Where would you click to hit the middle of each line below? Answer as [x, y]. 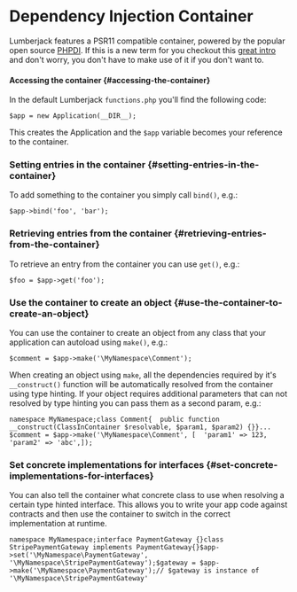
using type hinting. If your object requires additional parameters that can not [148, 394]
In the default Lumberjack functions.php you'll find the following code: [138, 100]
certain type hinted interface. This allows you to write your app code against [148, 505]
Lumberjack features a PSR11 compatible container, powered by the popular [147, 41]
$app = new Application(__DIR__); [73, 116]
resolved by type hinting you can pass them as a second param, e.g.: [135, 403]
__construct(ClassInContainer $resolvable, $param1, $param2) [126, 427]
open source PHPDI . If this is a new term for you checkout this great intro [143, 50]
